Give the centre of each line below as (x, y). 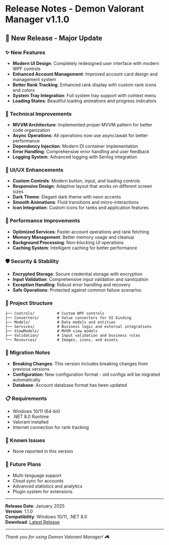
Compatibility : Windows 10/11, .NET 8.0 (46, 516)
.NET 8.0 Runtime (31, 417)
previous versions (31, 369)
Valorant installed (30, 422)
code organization (31, 130)
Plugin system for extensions (43, 491)
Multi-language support (37, 475)
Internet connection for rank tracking (51, 427)
